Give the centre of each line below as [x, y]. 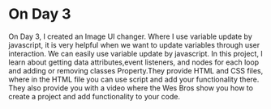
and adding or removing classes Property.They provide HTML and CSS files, [136, 70]
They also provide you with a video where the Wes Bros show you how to [131, 88]
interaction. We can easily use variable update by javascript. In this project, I [136, 53]
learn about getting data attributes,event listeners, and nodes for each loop [134, 62]
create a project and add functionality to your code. [95, 96]
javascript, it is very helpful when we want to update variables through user [134, 44]
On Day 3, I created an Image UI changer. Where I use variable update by [131, 36]
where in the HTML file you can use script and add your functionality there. [134, 79]
